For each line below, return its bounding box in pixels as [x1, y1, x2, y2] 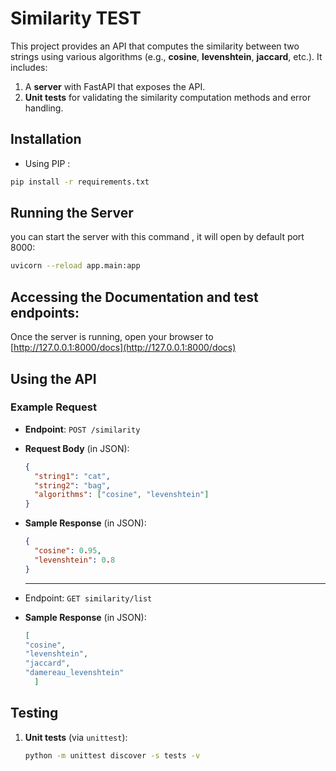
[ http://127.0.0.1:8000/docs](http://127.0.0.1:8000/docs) [10, 342, 237, 354]
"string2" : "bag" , [34, 480, 111, 491]
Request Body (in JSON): [24, 442, 130, 454]
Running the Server [10, 205, 134, 222]
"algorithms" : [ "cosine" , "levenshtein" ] [34, 490, 210, 500]
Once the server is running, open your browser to [10, 331, 214, 343]
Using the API [10, 370, 97, 387]
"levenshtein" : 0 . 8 [34, 555, 116, 565]
